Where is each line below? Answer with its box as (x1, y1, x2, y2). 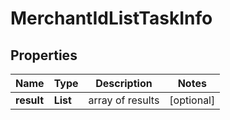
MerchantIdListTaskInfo (10, 7, 213, 30)
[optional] (169, 93, 216, 107)
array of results (88, 93, 160, 107)
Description (95, 77, 153, 90)
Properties (10, 47, 78, 64)
